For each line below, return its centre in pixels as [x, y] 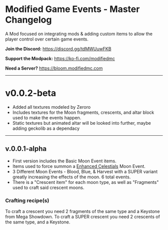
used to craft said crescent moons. [48, 187]
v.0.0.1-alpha [26, 149]
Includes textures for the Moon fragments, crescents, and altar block [83, 112]
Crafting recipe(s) [27, 200]
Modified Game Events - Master [72, 9]
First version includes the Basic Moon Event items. [64, 161]
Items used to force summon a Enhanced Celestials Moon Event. [79, 166]
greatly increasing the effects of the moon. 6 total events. [71, 177]
